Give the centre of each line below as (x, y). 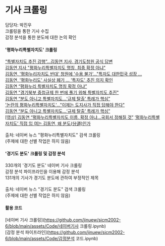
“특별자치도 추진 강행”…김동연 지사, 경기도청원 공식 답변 (59, 61)
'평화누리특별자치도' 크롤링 (31, 50)
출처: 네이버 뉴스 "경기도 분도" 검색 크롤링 (45, 189)
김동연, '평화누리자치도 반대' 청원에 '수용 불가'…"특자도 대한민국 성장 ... (74, 74)
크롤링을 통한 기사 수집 (27, 31)
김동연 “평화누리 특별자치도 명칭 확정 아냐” (46, 86)
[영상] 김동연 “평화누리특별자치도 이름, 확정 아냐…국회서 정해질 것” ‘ (71, 118)
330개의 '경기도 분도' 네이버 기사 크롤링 (44, 165)
